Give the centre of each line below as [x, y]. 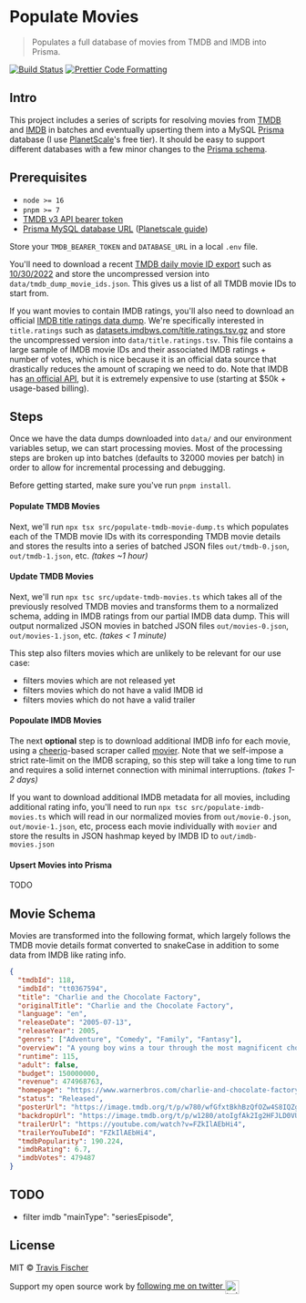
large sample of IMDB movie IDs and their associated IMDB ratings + [138, 349]
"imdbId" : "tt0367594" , [62, 989]
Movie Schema [52, 913]
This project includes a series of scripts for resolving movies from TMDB [145, 119]
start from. [29, 292]
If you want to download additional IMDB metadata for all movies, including [150, 797]
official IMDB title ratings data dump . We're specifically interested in [137, 320]
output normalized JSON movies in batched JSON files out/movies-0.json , [149, 625]
